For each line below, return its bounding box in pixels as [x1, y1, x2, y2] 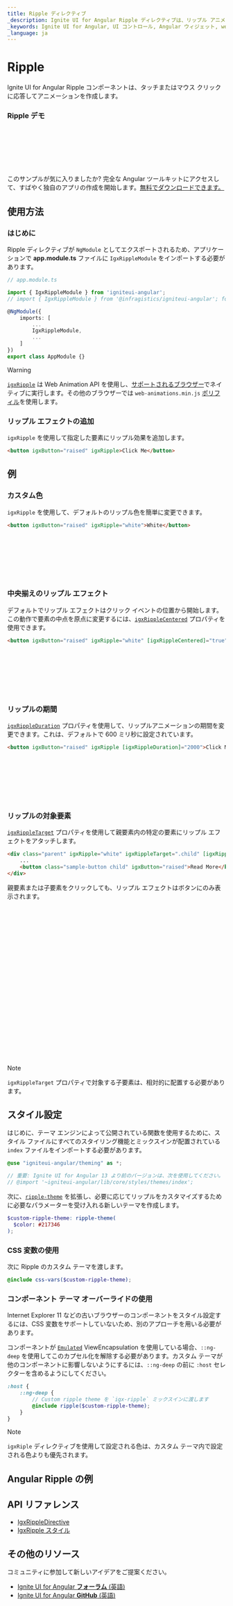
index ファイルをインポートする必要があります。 [7, 1146, 146, 1154]
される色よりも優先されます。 [7, 1451, 92, 1459]
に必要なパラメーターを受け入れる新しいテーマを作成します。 [7, 1201, 183, 1209]
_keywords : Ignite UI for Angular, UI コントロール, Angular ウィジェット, [7, 23, 218, 30]
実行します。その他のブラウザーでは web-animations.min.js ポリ [31, 388, 215, 397]
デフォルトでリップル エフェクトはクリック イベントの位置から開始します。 [7, 606, 223, 614]
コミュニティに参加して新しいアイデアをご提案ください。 [7, 1568, 171, 1576]
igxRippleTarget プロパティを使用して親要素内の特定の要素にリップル [7, 828, 207, 837]
